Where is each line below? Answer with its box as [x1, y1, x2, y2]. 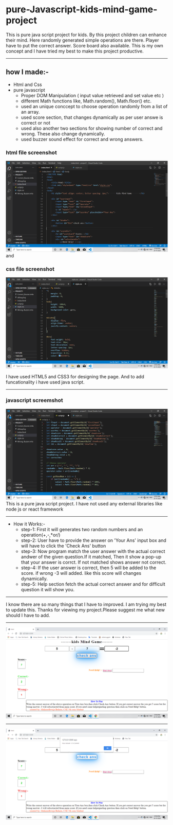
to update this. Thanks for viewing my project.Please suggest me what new [6, 606, 165, 613]
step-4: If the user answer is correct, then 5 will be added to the [21, 565, 157, 571]
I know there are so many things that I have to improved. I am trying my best [6, 601, 166, 607]
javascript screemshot [6, 397, 63, 404]
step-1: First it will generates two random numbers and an [21, 526, 143, 532]
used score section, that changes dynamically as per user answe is [21, 114, 163, 120]
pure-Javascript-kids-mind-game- [6, 4, 158, 15]
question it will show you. [21, 586, 75, 592]
